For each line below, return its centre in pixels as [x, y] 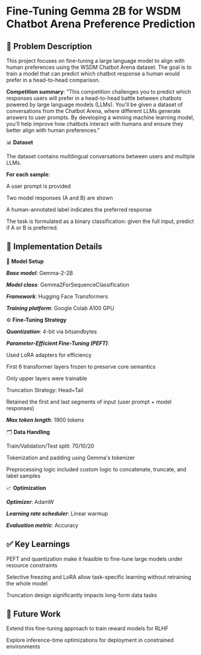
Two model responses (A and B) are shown [60, 198]
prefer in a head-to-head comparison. [53, 80]
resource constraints [32, 565]
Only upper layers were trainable [47, 378]
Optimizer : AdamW [30, 502]
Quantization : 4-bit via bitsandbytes [52, 331]
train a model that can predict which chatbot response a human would [93, 73]
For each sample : [28, 174]
